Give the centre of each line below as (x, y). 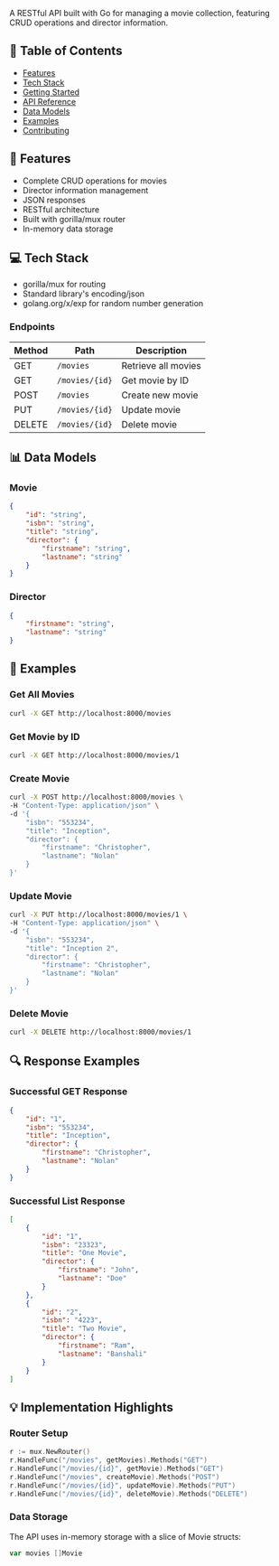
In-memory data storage (68, 229)
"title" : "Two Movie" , (84, 1329)
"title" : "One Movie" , (84, 1253)
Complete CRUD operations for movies (94, 181)
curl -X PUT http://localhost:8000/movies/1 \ (98, 915)
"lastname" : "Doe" (92, 1279)
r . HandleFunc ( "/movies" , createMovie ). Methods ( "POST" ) (115, 1477)
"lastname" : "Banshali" (102, 1354)
